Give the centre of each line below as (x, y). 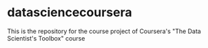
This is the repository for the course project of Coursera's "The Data (104, 31)
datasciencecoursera (70, 13)
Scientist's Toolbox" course (46, 38)
